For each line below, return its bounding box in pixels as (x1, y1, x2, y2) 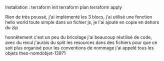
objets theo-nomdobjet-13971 (5, 50, 66, 56)
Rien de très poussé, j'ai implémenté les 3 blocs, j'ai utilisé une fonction (5, 14, 152, 19)
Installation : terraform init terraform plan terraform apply (5, 4, 122, 10)
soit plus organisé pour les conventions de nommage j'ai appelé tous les (5, 45, 154, 50)
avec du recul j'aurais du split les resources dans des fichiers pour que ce (5, 39, 157, 45)
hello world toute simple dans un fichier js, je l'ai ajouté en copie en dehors (5, 19, 159, 25)
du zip (5, 24, 18, 30)
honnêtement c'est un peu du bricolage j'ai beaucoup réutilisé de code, (5, 34, 152, 40)
